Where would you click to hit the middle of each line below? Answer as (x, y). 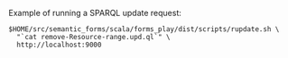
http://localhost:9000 (59, 45)
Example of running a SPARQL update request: (95, 13)
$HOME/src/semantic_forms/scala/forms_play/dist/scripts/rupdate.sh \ (144, 29)
